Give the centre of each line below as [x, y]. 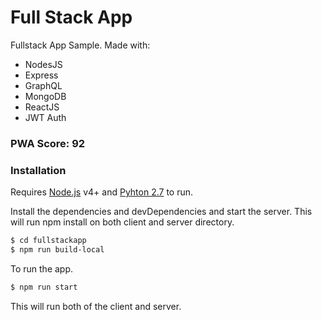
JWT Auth [45, 117]
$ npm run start [44, 287]
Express [41, 75]
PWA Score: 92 [48, 143]
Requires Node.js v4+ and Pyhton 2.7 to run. [102, 192]
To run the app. [42, 268]
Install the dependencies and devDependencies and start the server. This [161, 212]
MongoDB [45, 96]
